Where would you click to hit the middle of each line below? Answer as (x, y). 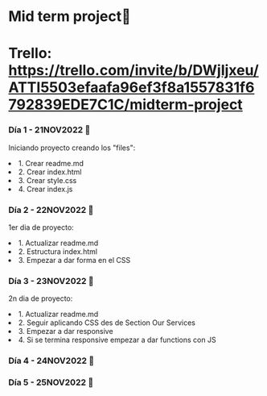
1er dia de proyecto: (41, 227)
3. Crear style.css (48, 180)
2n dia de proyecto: (41, 298)
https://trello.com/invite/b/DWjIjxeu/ (133, 71)
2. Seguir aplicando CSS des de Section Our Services (107, 323)
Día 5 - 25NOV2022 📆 (51, 382)
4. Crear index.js (46, 189)
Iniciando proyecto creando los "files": (72, 148)
